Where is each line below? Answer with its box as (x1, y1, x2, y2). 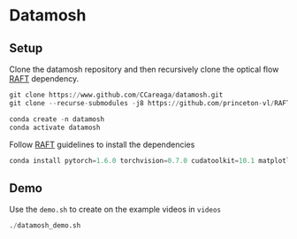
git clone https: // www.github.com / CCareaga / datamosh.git (9, 90, 224, 99)
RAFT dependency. (9, 73, 80, 84)
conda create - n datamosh (9, 114, 104, 124)
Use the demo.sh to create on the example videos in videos (9, 204, 221, 215)
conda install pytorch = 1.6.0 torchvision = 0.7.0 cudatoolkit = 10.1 (9, 156, 255, 165)
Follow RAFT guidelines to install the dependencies (9, 139, 195, 150)
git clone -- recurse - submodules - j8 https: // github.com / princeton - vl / (9, 98, 275, 107)
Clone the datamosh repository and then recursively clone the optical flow (9, 64, 279, 74)
